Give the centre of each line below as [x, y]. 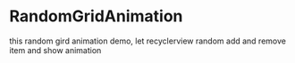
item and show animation [55, 50]
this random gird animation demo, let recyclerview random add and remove [147, 41]
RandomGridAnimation [96, 16]
